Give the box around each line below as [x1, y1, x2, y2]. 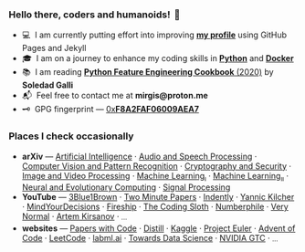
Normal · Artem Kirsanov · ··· [21, 211, 128, 225]
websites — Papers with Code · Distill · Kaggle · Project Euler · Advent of [21, 223, 296, 234]
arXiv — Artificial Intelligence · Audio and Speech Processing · [21, 151, 258, 162]
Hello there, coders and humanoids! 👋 [8, 8, 181, 21]
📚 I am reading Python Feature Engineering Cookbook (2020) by [21, 67, 275, 78]
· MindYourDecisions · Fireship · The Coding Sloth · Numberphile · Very [21, 201, 289, 213]
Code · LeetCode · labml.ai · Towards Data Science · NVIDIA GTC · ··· [21, 233, 279, 246]
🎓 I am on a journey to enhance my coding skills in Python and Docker [21, 53, 294, 64]
